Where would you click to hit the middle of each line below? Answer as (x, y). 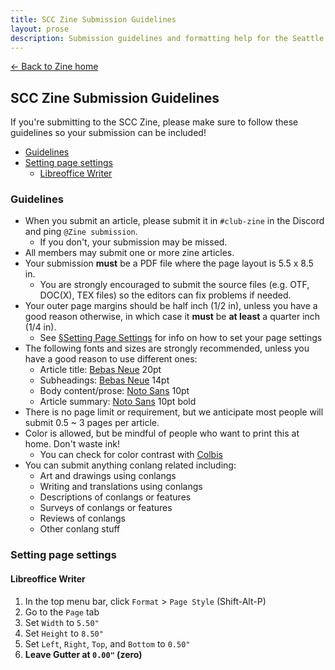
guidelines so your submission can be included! (108, 133)
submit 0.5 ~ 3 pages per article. (92, 423)
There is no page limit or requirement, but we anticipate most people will (174, 412)
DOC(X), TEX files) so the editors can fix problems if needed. (165, 295)
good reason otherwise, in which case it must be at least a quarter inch (172, 317)
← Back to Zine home (54, 67)
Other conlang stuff (80, 529)
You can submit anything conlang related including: (130, 465)
